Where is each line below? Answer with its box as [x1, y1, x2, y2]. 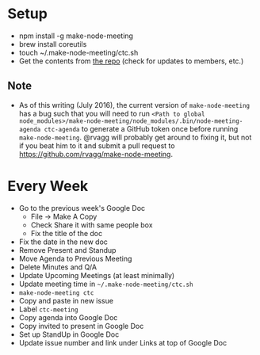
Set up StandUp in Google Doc [18, 330, 120, 339]
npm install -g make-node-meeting [18, 31, 134, 40]
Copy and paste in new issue [18, 296, 114, 305]
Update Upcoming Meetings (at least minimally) [18, 270, 175, 280]
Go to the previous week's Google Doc [18, 203, 146, 212]
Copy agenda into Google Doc [18, 312, 118, 322]
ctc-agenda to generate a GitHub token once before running [44, 124, 239, 133]
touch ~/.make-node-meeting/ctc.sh [18, 48, 139, 57]
